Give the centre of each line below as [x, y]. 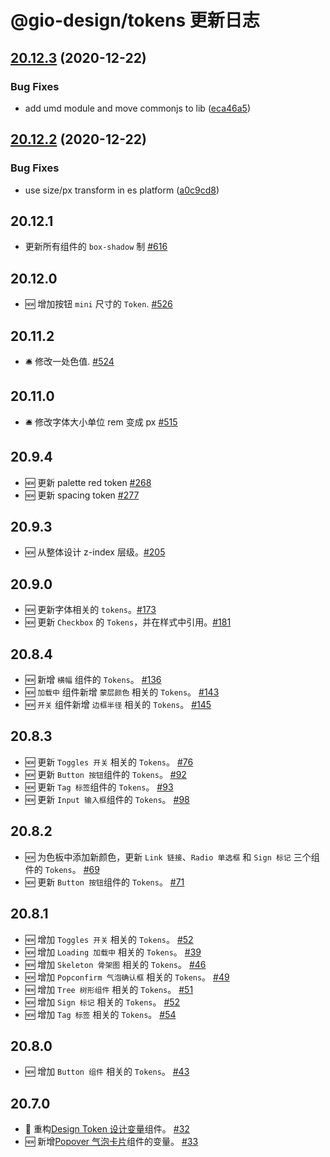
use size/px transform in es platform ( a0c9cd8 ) [122, 190]
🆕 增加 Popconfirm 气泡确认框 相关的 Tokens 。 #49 [127, 977]
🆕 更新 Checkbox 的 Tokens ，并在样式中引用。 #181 [128, 622]
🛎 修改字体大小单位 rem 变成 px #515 [101, 422]
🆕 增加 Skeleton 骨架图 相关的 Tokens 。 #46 [115, 964]
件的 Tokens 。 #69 [62, 869]
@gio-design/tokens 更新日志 [135, 20]
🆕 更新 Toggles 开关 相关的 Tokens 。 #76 [109, 762]
